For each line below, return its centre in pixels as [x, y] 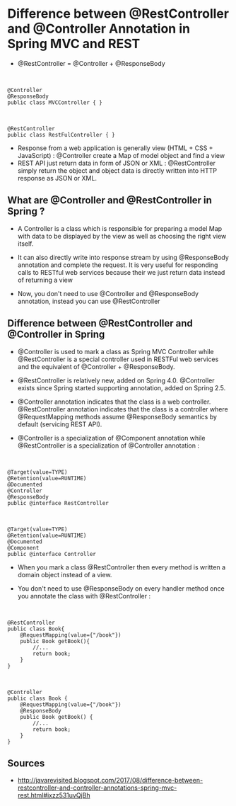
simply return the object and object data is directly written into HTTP [117, 170]
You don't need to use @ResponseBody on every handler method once [121, 588]
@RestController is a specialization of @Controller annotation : [108, 445]
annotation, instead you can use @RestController [89, 301]
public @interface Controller [52, 554]
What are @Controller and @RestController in [110, 200]
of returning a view [45, 280]
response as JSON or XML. [57, 178]
